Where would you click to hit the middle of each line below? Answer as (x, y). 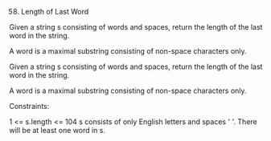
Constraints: (29, 106)
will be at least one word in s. (57, 130)
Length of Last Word (55, 12)
